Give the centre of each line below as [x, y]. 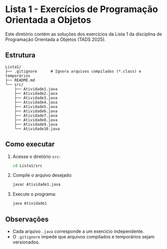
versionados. [26, 242]
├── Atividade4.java [36, 102]
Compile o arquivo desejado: [43, 175]
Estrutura [20, 55]
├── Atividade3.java [36, 98]
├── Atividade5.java [36, 107]
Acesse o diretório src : [36, 156]
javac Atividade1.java [36, 185]
